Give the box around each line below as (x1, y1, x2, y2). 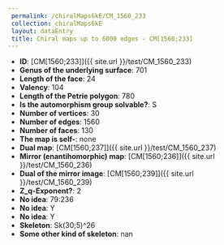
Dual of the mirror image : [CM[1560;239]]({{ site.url (19, 169, 194, 178)
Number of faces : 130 (19, 126, 94, 135)
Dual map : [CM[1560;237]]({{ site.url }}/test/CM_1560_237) (19, 143, 217, 153)
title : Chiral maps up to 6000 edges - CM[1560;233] (11, 34, 194, 43)
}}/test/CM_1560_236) (19, 160, 93, 170)
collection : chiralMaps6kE (11, 19, 103, 28)
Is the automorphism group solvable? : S (19, 100, 157, 110)
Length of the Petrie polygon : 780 (19, 91, 136, 101)
